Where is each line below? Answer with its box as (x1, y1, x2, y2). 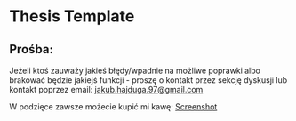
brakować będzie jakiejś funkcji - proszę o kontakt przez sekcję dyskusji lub (9, 75, 288, 85)
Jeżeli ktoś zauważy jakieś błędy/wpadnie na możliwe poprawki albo (9, 65, 260, 76)
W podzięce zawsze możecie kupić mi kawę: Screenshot (9, 101, 218, 112)
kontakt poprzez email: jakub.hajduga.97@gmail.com (9, 85, 204, 94)
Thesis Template (9, 6, 135, 27)
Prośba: (9, 42, 53, 57)
